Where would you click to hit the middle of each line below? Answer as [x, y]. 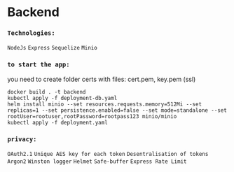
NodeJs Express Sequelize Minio [53, 48]
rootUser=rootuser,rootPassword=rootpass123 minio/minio [92, 116]
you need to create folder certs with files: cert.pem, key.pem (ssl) [102, 79]
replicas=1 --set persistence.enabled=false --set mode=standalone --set [117, 110]
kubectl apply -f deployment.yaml [58, 122]
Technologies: [31, 33]
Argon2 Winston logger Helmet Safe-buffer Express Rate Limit [97, 162]
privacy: [22, 139]
